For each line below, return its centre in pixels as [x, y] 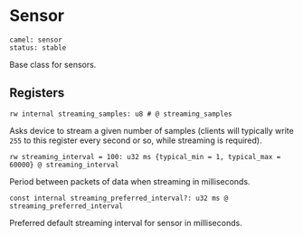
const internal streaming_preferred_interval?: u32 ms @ [119, 198]
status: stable [38, 47]
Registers [37, 93]
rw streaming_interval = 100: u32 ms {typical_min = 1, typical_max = [145, 156]
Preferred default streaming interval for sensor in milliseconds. [126, 223]
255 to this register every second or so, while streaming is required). [136, 140]
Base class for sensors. [53, 64]
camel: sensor [36, 40]
